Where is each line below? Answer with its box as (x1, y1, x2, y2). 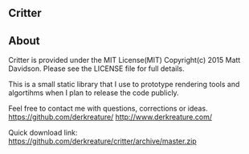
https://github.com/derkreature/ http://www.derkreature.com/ (8, 112, 213, 122)
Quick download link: (8, 128, 78, 138)
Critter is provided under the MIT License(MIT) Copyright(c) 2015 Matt (8, 56, 241, 65)
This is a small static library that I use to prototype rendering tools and (8, 80, 240, 89)
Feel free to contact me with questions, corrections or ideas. (8, 104, 208, 114)
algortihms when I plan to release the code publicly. (8, 88, 179, 98)
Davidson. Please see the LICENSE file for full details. (8, 64, 185, 73)
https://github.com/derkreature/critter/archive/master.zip (8, 136, 197, 146)
